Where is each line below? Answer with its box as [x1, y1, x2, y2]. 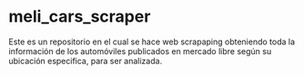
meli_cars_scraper [8, 6, 151, 27]
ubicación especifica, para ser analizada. [8, 55, 163, 66]
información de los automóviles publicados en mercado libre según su [8, 45, 272, 56]
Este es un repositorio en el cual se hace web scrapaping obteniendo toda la [8, 36, 296, 47]
